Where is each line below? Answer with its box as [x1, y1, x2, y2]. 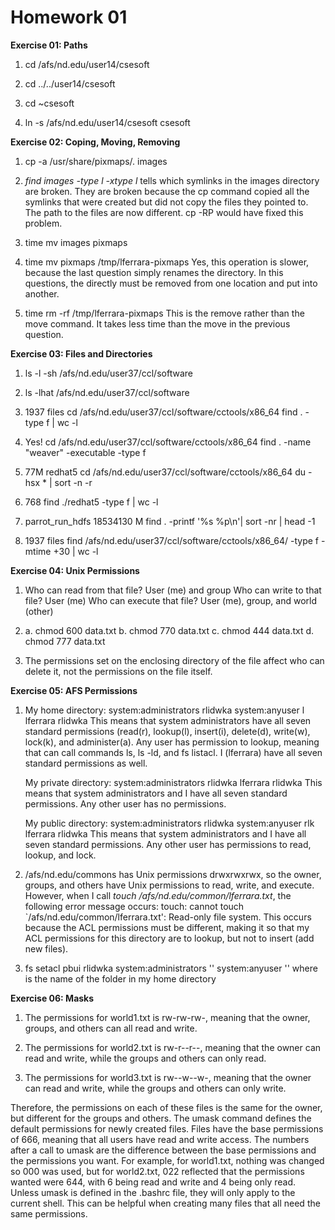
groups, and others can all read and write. [24, 1022, 198, 1034]
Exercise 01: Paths [10, 39, 88, 51]
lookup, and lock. [24, 849, 97, 861]
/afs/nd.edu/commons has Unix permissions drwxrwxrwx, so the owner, [24, 868, 322, 880]
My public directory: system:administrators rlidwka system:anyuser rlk [24, 817, 315, 829]
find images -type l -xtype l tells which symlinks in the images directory [24, 174, 320, 186]
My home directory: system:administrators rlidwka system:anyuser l [24, 704, 305, 716]
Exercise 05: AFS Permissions [10, 684, 138, 696]
